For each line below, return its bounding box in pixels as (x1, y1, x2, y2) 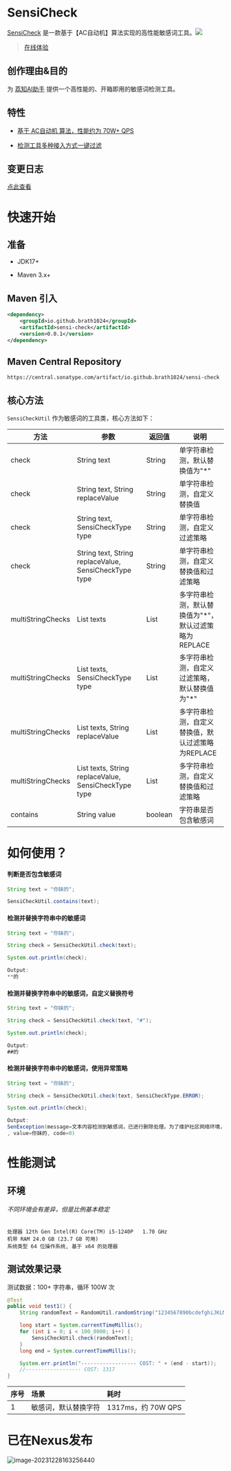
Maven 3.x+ (16, 271, 52, 279)
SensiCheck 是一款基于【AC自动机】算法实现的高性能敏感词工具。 (7, 28, 196, 36)
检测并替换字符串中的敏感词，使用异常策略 (7, 1064, 128, 1072)
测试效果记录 (7, 1263, 62, 1275)
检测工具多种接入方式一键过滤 (16, 141, 102, 149)
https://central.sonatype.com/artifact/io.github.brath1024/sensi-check (7, 374, 220, 381)
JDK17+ (16, 257, 40, 266)
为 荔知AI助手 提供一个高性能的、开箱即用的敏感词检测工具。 (7, 85, 179, 93)
